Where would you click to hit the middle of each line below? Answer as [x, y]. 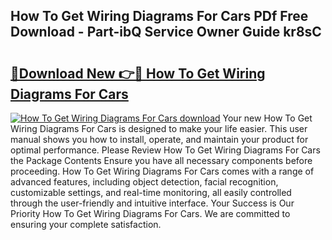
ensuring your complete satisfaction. [86, 224]
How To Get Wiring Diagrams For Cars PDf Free [159, 16]
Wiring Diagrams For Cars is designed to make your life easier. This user [159, 128]
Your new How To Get [267, 118]
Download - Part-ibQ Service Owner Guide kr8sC [166, 32]
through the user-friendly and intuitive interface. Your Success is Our [152, 203]
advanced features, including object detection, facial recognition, [144, 182]
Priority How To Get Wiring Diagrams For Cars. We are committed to [150, 213]
